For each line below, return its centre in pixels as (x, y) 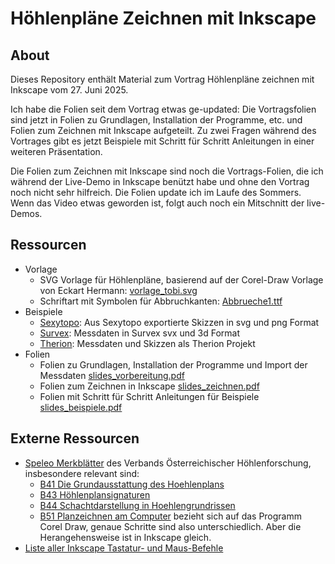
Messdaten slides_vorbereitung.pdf (112, 375)
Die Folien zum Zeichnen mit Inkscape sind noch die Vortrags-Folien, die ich (167, 171)
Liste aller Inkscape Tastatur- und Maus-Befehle (124, 548)
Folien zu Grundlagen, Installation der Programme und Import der (173, 364)
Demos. (26, 213)
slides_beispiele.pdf (81, 407)
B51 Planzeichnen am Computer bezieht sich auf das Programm (171, 516)
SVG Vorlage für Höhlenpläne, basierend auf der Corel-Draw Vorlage (181, 279)
